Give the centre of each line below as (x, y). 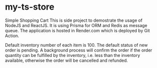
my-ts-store (30, 7)
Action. (12, 36)
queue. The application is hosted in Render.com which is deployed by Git (78, 30)
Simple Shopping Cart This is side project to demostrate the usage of (74, 20)
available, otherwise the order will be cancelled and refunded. (66, 60)
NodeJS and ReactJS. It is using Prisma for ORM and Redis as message (76, 25)
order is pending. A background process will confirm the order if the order (79, 50)
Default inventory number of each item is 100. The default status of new (77, 45)
